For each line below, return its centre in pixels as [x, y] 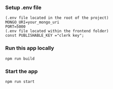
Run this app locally [30, 48]
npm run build [20, 59]
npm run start [20, 81]
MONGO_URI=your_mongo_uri [32, 22]
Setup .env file [23, 8]
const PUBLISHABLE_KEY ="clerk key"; [45, 36]
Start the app [22, 71]
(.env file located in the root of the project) [57, 18]
